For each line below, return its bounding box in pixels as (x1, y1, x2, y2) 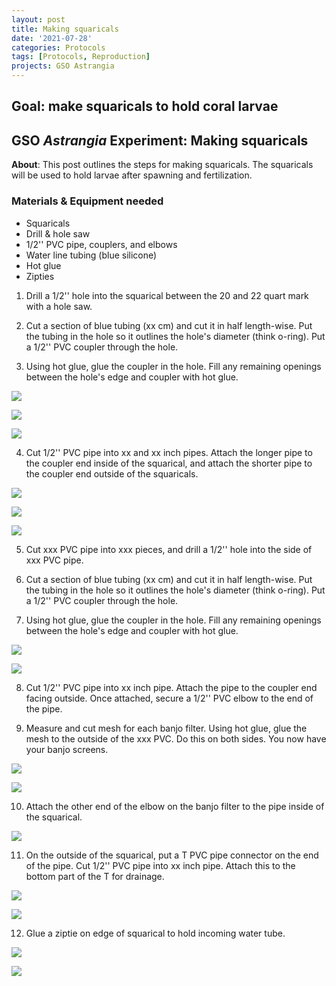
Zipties (25, 270, 55, 282)
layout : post (11, 14, 66, 25)
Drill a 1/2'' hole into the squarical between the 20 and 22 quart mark (25, 289, 309, 301)
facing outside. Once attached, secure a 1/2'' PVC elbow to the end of (25, 692, 314, 704)
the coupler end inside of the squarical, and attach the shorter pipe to (25, 457, 313, 469)
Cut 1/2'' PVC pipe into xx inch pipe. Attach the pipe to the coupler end (25, 681, 318, 693)
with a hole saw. (25, 300, 93, 312)
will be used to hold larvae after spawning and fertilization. (11, 169, 253, 181)
